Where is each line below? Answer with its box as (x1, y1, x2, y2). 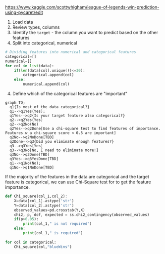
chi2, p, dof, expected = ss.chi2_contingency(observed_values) (14, 212, 150, 217)
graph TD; (5, 100, 26, 105)
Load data (12, 19, 33, 25)
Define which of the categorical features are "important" (12, 91, 128, 96)
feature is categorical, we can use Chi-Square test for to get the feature (5, 179, 151, 185)
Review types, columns (12, 24, 60, 30)
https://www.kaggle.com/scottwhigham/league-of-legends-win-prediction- (5, 4, 160, 10)
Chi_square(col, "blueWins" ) (14, 244, 72, 249)
